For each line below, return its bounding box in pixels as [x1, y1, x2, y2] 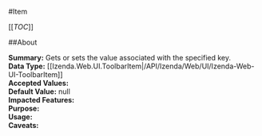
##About [8, 37, 38, 47]
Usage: [8, 112, 34, 122]
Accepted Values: [8, 79, 69, 87]
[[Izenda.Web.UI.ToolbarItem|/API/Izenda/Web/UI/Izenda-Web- [46, 61, 255, 71]
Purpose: [8, 103, 40, 113]
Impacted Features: [8, 95, 74, 104]
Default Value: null [8, 87, 70, 96]
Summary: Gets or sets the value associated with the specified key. [8, 53, 232, 62]
